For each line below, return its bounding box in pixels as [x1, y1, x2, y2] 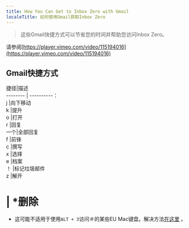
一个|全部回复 [6, 129, 39, 136]
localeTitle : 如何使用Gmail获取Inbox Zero [6, 14, 106, 20]
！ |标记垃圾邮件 [6, 165, 45, 172]
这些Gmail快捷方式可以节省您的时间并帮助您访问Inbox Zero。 [20, 30, 167, 38]
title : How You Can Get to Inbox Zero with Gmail [6, 8, 129, 15]
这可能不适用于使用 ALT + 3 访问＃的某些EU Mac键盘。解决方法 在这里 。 [14, 216, 187, 223]
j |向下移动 [6, 99, 31, 106]
